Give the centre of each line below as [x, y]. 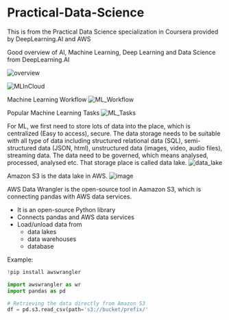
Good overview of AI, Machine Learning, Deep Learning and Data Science [111, 52]
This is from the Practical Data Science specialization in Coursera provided [113, 32]
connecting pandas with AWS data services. [70, 196]
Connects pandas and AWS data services [76, 217]
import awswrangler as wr [44, 284]
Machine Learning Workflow [47, 99]
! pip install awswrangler [44, 272]
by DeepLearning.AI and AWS [49, 38]
